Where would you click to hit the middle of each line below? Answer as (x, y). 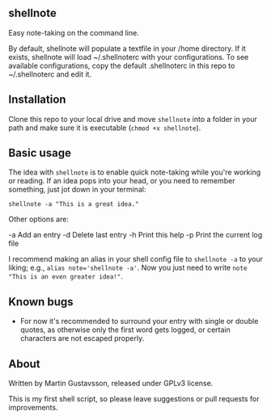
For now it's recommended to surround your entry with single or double (139, 321)
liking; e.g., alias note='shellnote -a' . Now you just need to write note (128, 268)
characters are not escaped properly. (82, 338)
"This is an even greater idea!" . (66, 276)
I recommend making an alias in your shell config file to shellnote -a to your (136, 259)
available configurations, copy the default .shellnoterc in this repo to (122, 65)
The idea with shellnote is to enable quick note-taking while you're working (135, 172)
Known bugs (41, 302)
